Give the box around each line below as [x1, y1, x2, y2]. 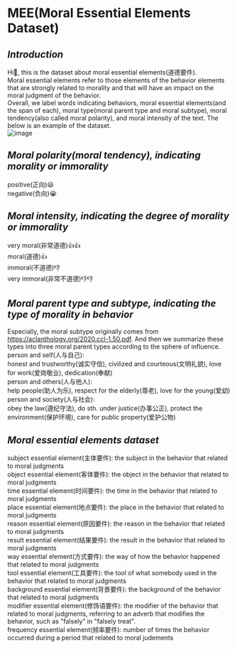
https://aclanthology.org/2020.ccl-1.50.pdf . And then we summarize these [7, 335, 224, 344]
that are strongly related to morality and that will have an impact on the [7, 84, 214, 92]
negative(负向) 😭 [7, 189, 57, 197]
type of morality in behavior [7, 309, 133, 321]
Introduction [7, 48, 64, 60]
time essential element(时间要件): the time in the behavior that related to [7, 486, 218, 495]
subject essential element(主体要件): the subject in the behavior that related [7, 454, 228, 462]
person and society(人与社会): [7, 396, 95, 404]
